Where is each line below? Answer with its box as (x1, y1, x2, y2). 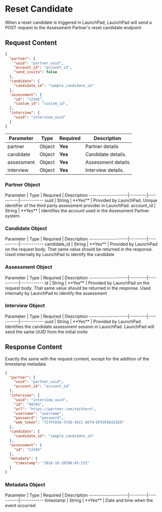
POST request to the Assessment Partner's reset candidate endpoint (5, 24, 142, 30)
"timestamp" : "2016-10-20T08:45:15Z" (14, 461, 90, 466)
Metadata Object (5, 481, 45, 488)
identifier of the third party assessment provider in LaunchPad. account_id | (5, 203, 156, 208)
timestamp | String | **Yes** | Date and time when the (44, 497, 153, 503)
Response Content (5, 343, 62, 351)
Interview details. (85, 167, 124, 173)
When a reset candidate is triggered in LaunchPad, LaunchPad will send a (5, 19, 152, 25)
